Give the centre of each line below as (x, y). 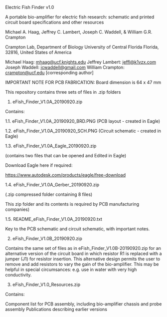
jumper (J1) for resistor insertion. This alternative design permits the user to (83, 259)
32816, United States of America (38, 52)
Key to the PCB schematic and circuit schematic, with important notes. (78, 229)
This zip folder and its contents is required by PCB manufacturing (72, 204)
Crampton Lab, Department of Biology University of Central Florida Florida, (82, 47)
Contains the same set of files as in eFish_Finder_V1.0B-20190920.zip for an (83, 248)
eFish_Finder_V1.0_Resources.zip (46, 284)
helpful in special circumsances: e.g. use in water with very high (71, 269)
